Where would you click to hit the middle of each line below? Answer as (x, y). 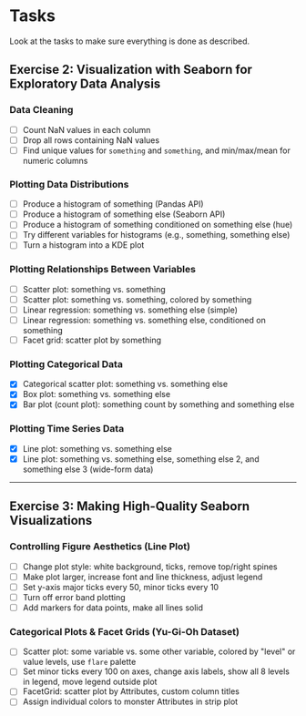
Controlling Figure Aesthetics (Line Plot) (100, 547)
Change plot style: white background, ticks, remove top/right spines (150, 567)
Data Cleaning (41, 110)
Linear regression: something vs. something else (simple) (130, 310)
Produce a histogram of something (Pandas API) (113, 204)
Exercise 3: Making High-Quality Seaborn (130, 506)
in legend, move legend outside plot (90, 682)
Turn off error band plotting (74, 597)
